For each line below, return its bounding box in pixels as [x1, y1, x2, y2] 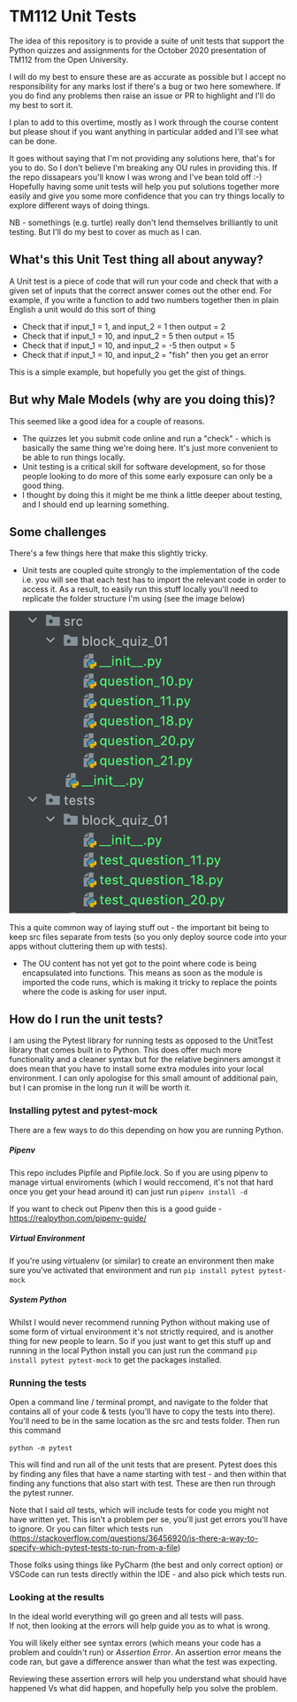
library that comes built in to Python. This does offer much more [9, 1045, 242, 1055]
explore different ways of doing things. [9, 199, 150, 210]
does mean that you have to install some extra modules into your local [9, 1063, 264, 1074]
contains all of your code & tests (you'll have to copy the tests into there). [9, 1406, 276, 1417]
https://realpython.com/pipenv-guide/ [9, 1212, 148, 1224]
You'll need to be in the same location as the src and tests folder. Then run [9, 1415, 280, 1426]
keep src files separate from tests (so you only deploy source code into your [9, 931, 287, 942]
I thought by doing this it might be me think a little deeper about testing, [21, 489, 283, 500]
